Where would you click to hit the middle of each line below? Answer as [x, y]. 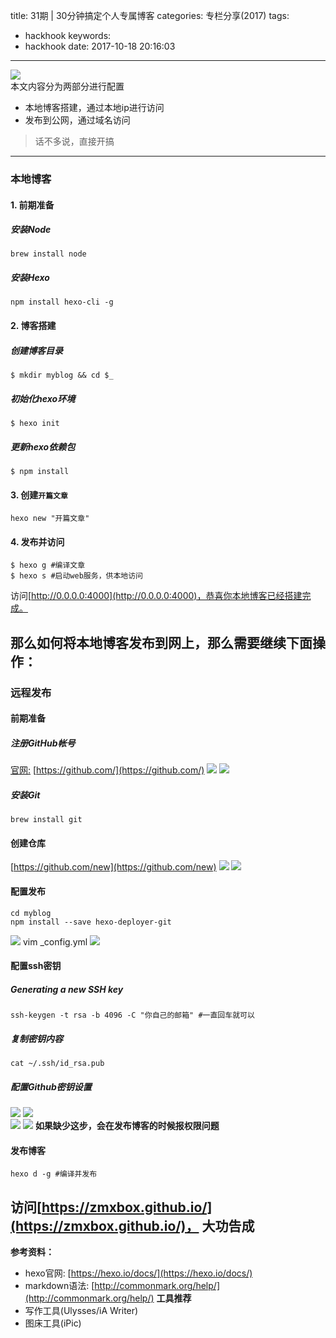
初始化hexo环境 [43, 398]
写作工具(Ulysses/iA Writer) [81, 1311]
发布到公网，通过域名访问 [77, 120]
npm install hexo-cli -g [62, 302]
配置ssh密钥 [36, 966]
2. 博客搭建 [33, 326]
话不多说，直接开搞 [74, 141]
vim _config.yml [55, 941]
